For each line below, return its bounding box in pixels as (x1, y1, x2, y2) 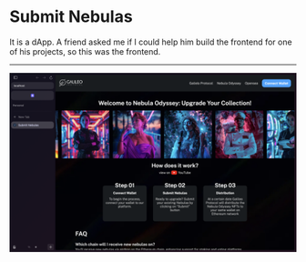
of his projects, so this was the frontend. (9, 45, 161, 56)
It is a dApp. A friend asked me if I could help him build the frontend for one (9, 36, 293, 47)
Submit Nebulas (9, 6, 134, 27)
